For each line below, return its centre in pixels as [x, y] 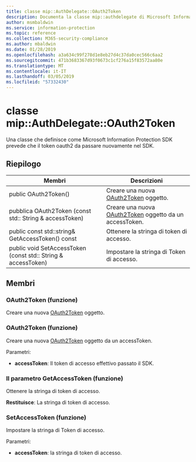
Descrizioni [147, 180]
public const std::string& [42, 231]
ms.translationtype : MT [35, 66]
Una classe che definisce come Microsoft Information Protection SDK [90, 139]
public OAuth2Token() [39, 194]
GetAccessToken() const [43, 238]
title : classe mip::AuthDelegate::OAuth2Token [64, 11]
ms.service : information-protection [50, 28]
